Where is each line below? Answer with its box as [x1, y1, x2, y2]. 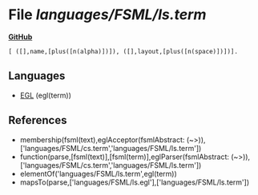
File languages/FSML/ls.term [8, 6, 207, 24]
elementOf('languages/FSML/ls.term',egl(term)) [19, 169, 178, 178]
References [8, 113, 67, 127]
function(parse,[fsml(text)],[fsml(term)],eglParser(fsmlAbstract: [19, 152, 230, 161]
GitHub [8, 32, 33, 42]
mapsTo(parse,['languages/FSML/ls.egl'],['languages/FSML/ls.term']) [19, 177, 250, 187]
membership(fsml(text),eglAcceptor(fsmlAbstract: [19, 134, 185, 145]
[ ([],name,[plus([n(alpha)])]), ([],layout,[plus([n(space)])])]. [8, 47, 239, 55]
